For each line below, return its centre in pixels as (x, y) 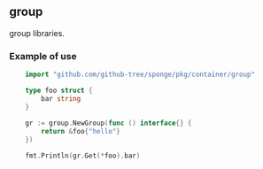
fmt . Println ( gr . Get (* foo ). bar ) (83, 156)
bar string (61, 98)
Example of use (43, 56)
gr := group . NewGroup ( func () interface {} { (108, 123)
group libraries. (37, 33)
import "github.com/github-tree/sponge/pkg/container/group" (140, 75)
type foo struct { (59, 90)
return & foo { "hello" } (81, 132)
